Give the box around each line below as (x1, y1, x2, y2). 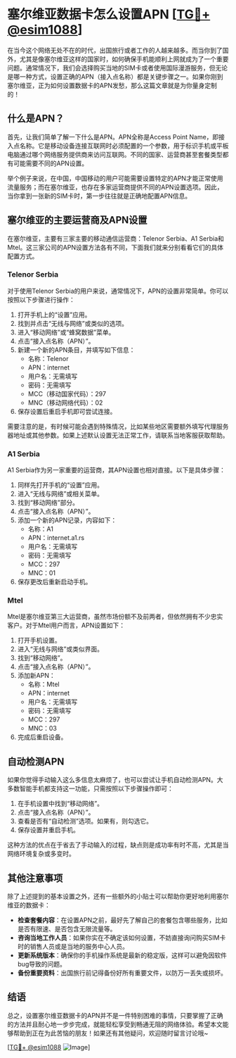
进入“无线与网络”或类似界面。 (17, 645, 104, 653)
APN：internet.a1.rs (27, 534, 85, 542)
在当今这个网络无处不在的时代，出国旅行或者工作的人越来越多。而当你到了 (7, 46, 223, 54)
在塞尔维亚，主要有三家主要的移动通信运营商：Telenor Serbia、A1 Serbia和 (7, 234, 225, 243)
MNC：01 (27, 569, 56, 577)
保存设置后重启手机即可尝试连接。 (17, 407, 117, 415)
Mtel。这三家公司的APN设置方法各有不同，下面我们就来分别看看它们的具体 (7, 243, 223, 251)
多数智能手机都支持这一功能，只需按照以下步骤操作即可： (7, 784, 173, 793)
